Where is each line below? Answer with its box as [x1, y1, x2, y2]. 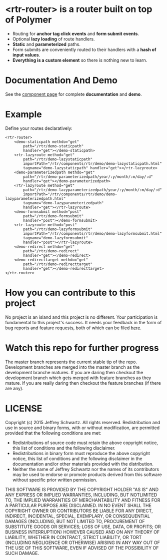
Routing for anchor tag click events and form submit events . [12, 30, 139, 36]
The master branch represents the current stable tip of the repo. [5, 359, 137, 365]
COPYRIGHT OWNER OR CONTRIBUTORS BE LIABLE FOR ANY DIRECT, [5, 508, 153, 514]
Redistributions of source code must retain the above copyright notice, [12, 440, 158, 446]
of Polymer [5, 14, 52, 25]
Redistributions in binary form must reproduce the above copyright [12, 450, 150, 456]
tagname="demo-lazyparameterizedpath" [23, 200, 104, 205]
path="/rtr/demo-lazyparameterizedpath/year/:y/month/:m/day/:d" [23, 187, 162, 192]
